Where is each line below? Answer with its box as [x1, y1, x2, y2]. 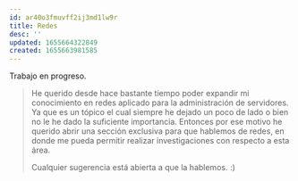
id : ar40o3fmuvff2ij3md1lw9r [9, 12, 118, 22]
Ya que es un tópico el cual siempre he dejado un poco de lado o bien [30, 107, 289, 118]
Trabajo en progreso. [9, 70, 87, 81]
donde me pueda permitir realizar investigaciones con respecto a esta [30, 136, 290, 146]
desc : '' [9, 29, 42, 38]
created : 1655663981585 [9, 46, 98, 55]
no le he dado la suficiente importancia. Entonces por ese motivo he [30, 117, 283, 128]
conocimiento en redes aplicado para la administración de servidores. [30, 97, 289, 108]
